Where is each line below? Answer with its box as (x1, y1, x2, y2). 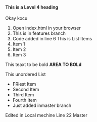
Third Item (12, 92, 34, 98)
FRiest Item (12, 81, 36, 87)
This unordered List (5, 71, 46, 78)
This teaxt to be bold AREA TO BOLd (5, 62, 82, 68)
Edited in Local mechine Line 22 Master (5, 112, 87, 118)
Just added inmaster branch (12, 102, 72, 108)
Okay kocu (5, 15, 28, 21)
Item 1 (12, 41, 25, 47)
